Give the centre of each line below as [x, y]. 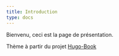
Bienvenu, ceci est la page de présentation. [60, 34]
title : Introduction [32, 12]
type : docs [20, 17]
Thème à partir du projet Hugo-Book [51, 46]
